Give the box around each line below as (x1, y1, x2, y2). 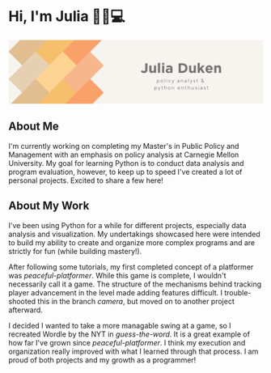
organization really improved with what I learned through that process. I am (8, 346, 259, 356)
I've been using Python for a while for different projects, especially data (8, 220, 247, 230)
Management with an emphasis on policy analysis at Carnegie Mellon (8, 150, 239, 159)
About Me (8, 120, 59, 134)
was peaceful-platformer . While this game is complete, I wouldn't (8, 270, 227, 280)
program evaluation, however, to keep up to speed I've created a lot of (8, 167, 243, 176)
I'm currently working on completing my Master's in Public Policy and (8, 141, 239, 150)
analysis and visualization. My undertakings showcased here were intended (8, 229, 260, 239)
